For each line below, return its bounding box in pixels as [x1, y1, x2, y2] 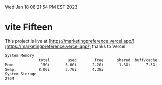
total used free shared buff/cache [38, 57, 157, 63]
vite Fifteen [5, 22, 53, 33]
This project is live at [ [5, 38, 51, 44]
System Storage [5, 72, 37, 77]
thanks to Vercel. [92, 43, 127, 49]
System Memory [5, 53, 35, 58]
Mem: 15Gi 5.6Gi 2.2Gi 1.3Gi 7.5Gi [5, 62, 157, 67]
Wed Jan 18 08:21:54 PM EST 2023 [5, 4, 78, 10]
